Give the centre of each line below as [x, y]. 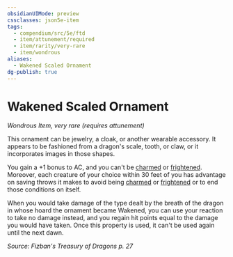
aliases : [20, 59]
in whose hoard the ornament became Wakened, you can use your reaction [115, 210]
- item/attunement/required [54, 40]
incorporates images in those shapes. [61, 154]
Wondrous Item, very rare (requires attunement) [76, 125]
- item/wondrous [37, 53]
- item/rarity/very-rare [49, 46]
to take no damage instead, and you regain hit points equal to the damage [113, 218]
